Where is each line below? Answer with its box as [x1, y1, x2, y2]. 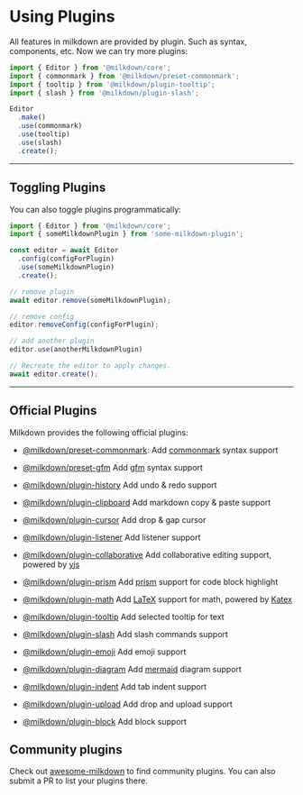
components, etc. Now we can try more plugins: [9, 45, 188, 56]
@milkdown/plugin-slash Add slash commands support [22, 628, 228, 639]
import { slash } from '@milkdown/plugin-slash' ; [9, 88, 200, 97]
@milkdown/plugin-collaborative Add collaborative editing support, [22, 549, 272, 560]
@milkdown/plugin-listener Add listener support [22, 532, 201, 543]
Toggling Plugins [9, 180, 106, 196]
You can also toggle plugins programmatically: [9, 204, 182, 215]
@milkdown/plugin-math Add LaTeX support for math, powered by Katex [22, 593, 293, 605]
